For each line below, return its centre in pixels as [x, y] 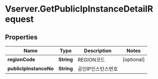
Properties [21, 37]
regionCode [21, 59]
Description [98, 51]
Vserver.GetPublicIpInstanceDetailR [79, 9]
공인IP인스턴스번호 [97, 69]
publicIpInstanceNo [31, 69]
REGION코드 [91, 60]
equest [19, 19]
